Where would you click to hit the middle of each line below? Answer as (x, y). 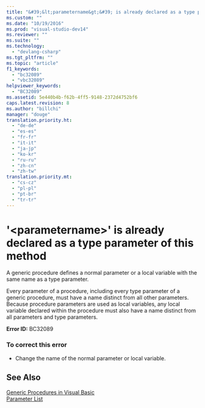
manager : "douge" (28, 114)
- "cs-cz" (24, 183)
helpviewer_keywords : (34, 86)
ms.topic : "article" (33, 63)
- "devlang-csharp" (37, 52)
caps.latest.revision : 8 (38, 103)
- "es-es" (24, 132)
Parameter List (25, 399)
